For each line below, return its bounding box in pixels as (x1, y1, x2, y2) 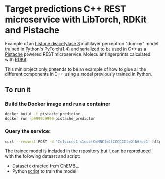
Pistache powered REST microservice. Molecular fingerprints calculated (5, 51, 151, 57)
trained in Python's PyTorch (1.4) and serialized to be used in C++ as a (5, 46, 146, 52)
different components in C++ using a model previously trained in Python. (5, 71, 152, 77)
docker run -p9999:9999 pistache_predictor (5, 116, 96, 121)
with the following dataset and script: (5, 153, 80, 159)
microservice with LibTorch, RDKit (5, 14, 147, 25)
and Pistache (5, 25, 60, 36)
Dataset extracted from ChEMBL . (12, 163, 80, 169)
